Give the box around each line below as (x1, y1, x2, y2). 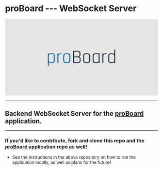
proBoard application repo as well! (5, 143, 87, 150)
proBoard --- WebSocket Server (5, 3, 137, 14)
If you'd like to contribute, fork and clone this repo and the (5, 137, 145, 144)
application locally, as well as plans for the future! (12, 159, 111, 165)
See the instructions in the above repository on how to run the (12, 155, 136, 160)
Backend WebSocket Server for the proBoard (5, 109, 144, 118)
